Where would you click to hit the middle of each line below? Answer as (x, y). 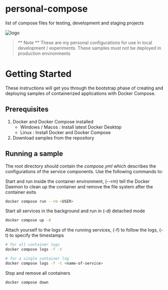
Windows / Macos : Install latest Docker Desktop (71, 127)
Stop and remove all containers (38, 273)
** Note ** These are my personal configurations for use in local (85, 42)
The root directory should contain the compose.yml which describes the (81, 166)
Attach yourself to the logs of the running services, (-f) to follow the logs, (82, 230)
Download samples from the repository (53, 138)
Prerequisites (27, 109)
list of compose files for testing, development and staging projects (75, 23)
